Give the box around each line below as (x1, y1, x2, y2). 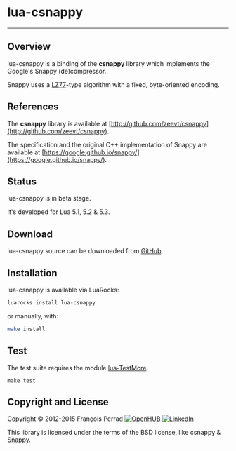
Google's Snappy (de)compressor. (7, 67, 107, 75)
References (7, 101, 59, 113)
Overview (7, 41, 51, 53)
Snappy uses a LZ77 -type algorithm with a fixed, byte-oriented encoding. (7, 80, 220, 88)
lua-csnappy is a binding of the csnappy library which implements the (7, 59, 211, 67)
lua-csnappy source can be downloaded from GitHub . (7, 247, 164, 255)
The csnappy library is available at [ (7, 119, 112, 128)
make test (7, 377, 37, 384)
